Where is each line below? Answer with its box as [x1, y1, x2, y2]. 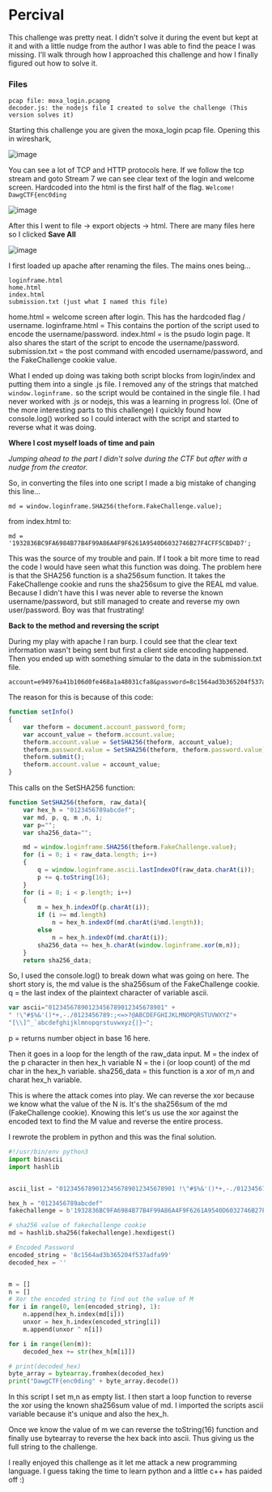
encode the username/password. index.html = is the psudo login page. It [8, 330, 251, 339]
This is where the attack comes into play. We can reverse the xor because [8, 1091, 255, 1101]
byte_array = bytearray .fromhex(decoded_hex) [8, 1370, 164, 1378]
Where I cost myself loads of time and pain [8, 438, 155, 448]
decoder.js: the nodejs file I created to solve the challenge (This [8, 104, 249, 113]
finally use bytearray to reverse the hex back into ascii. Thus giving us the [8, 1434, 255, 1443]
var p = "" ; [23, 821, 57, 829]
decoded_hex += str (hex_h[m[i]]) [23, 1347, 136, 1356]
